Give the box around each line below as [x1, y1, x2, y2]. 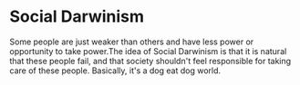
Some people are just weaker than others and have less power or [9, 36, 254, 47]
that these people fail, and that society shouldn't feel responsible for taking [9, 55, 292, 66]
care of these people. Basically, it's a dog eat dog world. [9, 65, 222, 76]
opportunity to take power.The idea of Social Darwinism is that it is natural [9, 45, 287, 56]
